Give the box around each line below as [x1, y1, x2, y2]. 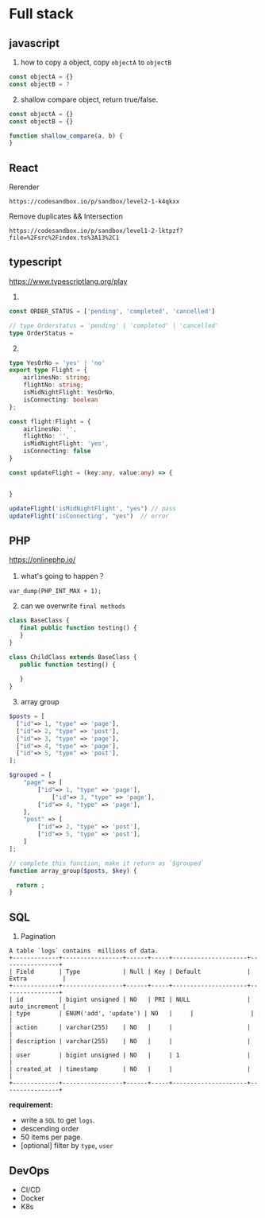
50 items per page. [20, 1132, 83, 1142]
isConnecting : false [23, 447, 91, 456]
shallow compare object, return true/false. [20, 95, 158, 104]
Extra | [9, 975, 67, 983]
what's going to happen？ [20, 572, 106, 581]
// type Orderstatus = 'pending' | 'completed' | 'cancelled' [9, 321, 219, 330]
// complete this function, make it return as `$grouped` [9, 859, 205, 867]
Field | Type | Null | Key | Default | [16, 968, 251, 976]
